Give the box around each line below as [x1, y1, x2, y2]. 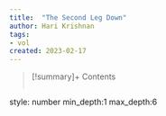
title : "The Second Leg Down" [9, 13, 127, 22]
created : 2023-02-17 [9, 47, 88, 56]
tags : [9, 30, 30, 39]
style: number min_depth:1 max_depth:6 [9, 96, 158, 108]
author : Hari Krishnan [9, 22, 95, 31]
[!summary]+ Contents [31, 71, 116, 82]
